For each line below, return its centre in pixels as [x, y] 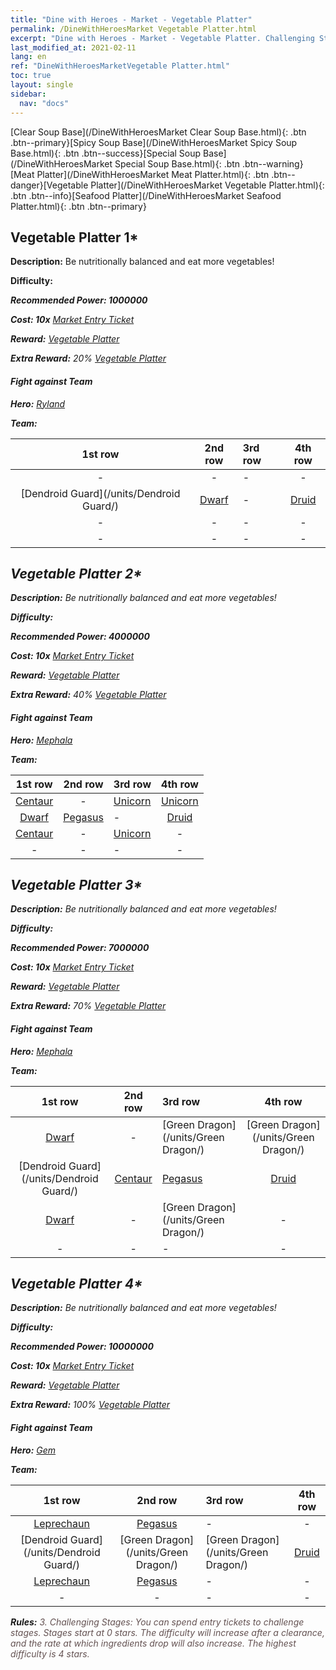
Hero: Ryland [38, 403]
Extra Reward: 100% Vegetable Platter [90, 1405]
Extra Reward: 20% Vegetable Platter [88, 358]
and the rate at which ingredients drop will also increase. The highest [153, 1643]
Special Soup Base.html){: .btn [177, 163]
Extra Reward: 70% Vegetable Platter [88, 1006]
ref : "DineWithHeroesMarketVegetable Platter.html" [120, 66]
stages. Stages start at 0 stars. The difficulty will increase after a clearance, [167, 1632]
